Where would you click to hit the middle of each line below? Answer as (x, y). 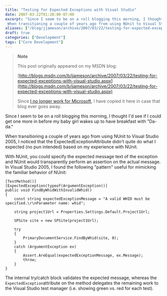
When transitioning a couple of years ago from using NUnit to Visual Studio (82, 136)
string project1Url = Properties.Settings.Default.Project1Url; (82, 212)
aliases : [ (16, 28)
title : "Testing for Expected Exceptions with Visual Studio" (71, 10)
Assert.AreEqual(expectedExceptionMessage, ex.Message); (83, 255)
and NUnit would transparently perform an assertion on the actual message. (83, 162)
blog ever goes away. (39, 106)
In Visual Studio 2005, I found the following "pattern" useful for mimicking (81, 167)
